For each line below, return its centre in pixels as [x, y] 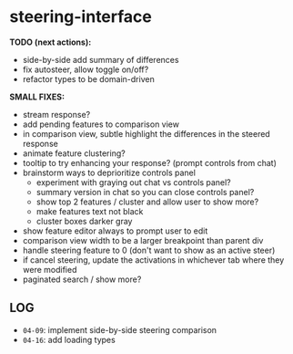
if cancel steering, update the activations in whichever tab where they [153, 260]
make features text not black [90, 211]
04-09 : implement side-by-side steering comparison [119, 329]
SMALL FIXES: [37, 97]
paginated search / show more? [82, 279]
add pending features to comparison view [101, 124]
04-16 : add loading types [69, 339]
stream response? [56, 114]
